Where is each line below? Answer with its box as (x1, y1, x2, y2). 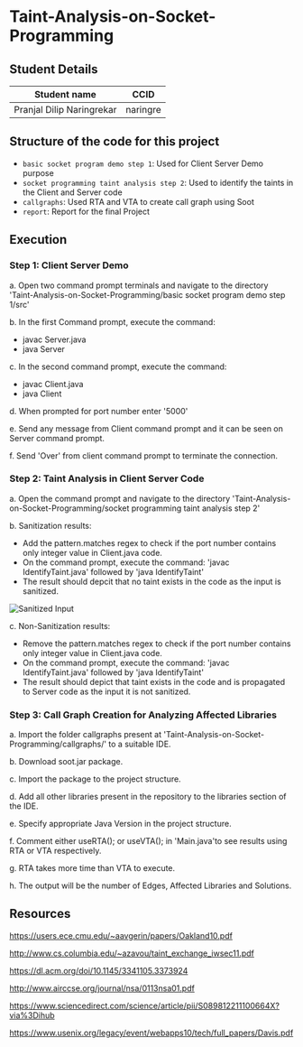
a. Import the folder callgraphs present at (9, 729, 162, 740)
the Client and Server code (22, 187, 124, 198)
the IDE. (9, 801, 39, 811)
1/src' (9, 299, 30, 310)
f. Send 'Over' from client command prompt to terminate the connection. (9, 449, 278, 461)
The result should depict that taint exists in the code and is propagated (22, 676, 286, 687)
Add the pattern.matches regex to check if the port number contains (22, 537, 277, 548)
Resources (9, 906, 71, 922)
